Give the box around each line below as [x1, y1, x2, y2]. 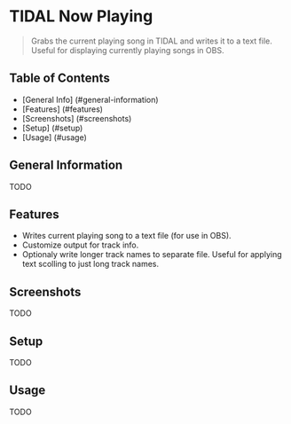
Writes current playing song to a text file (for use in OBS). [21, 231, 232, 241]
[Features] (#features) [21, 104, 104, 114]
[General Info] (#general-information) [21, 94, 159, 105]
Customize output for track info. [21, 239, 139, 250]
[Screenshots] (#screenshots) [21, 113, 132, 123]
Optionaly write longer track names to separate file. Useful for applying [21, 249, 282, 260]
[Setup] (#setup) [21, 122, 83, 133]
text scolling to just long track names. [21, 259, 160, 270]
